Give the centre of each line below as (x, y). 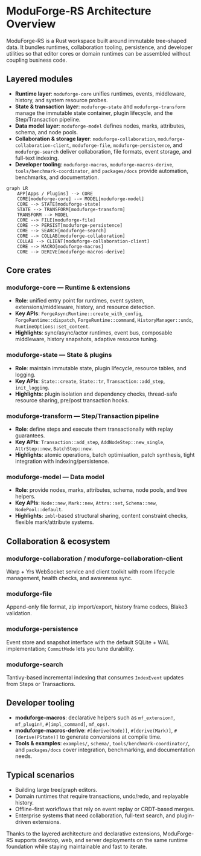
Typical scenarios (40, 775)
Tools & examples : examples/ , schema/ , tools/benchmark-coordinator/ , (102, 743)
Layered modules (40, 79)
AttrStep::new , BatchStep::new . (54, 448)
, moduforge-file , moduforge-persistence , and (126, 145)
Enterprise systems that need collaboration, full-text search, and (95, 815)
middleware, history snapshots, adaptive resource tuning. (86, 339)
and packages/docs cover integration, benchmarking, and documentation (105, 750)
